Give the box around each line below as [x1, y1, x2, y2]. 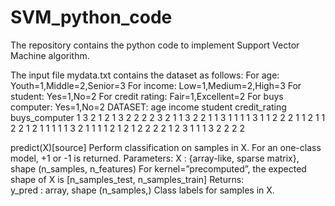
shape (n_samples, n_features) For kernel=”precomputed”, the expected [10, 162, 307, 175]
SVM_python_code [10, 6, 173, 29]
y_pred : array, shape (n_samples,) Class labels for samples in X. [10, 184, 275, 196]
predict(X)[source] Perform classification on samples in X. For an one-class [10, 141, 322, 153]
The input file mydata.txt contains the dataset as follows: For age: [10, 69, 280, 81]
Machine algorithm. [10, 49, 90, 61]
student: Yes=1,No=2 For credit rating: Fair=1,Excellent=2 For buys [10, 90, 284, 102]
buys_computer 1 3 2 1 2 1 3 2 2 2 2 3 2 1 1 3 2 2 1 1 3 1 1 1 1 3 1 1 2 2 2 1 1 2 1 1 [10, 111, 326, 123]
